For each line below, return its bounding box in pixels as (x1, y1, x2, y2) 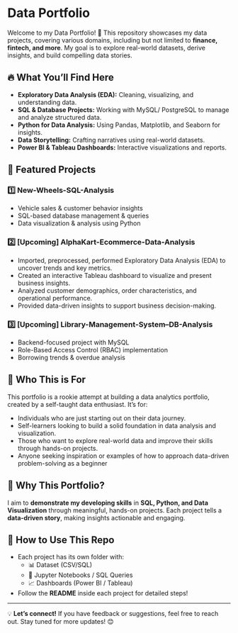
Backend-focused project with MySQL (17, 338, 130, 347)
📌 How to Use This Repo (7, 534, 115, 547)
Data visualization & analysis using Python (17, 219, 141, 228)
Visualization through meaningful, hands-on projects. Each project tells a (7, 505, 222, 515)
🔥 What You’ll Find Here (7, 72, 115, 84)
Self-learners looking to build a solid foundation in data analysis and (17, 421, 216, 430)
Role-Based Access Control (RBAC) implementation (17, 346, 169, 354)
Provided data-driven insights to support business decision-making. (17, 301, 217, 310)
